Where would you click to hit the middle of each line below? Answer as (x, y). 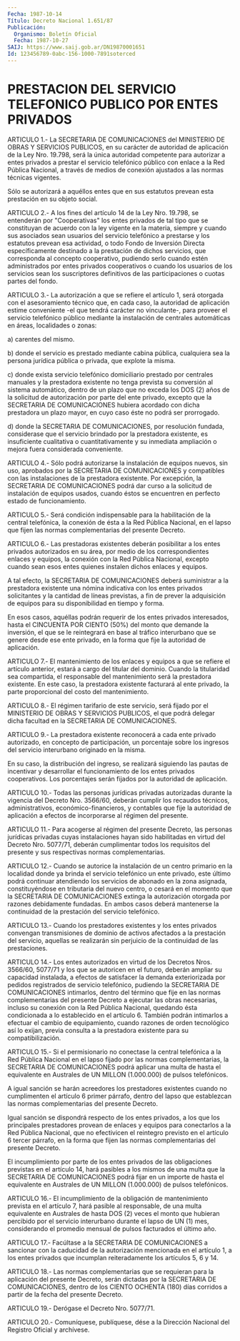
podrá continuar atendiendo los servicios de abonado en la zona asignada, (117, 881)
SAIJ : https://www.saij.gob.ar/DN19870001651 (76, 47)
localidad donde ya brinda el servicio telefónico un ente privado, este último (119, 874)
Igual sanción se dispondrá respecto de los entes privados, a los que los (114, 1117)
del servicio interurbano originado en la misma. (77, 749)
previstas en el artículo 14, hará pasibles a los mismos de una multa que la (116, 1169)
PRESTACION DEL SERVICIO (92, 89)
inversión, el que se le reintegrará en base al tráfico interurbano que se (112, 632)
